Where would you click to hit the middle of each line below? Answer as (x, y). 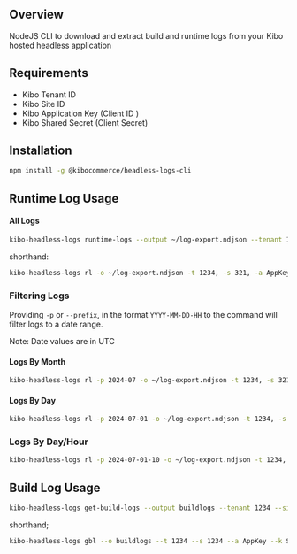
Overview (37, 15)
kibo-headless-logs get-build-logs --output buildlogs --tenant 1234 (140, 508)
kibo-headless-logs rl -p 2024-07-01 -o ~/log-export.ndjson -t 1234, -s (148, 419)
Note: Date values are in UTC (62, 341)
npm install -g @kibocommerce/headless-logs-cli (100, 171)
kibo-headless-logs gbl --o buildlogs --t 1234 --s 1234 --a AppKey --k (146, 541)
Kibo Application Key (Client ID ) (80, 113)
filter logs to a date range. (56, 324)
